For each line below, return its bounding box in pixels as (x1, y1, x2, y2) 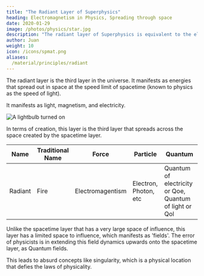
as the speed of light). (6, 90, 61, 97)
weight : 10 (6, 43, 34, 49)
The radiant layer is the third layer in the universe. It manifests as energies (6, 77, 191, 84)
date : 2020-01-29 (6, 20, 50, 26)
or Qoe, (164, 186, 186, 195)
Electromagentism (75, 186, 127, 195)
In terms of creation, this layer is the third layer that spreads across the (6, 125, 183, 132)
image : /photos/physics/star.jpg (6, 26, 91, 32)
